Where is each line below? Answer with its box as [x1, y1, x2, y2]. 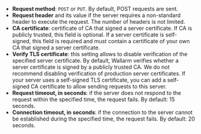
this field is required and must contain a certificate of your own [32, 38, 190, 44]
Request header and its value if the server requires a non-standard [12, 12, 181, 19]
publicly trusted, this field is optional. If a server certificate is [12, 31, 164, 38]
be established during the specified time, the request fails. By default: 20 [12, 115, 196, 122]
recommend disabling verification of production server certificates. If [12, 70, 186, 77]
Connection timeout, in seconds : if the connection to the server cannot [12, 109, 193, 116]
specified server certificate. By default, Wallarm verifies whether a [12, 57, 179, 64]
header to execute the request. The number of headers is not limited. [12, 18, 186, 25]
